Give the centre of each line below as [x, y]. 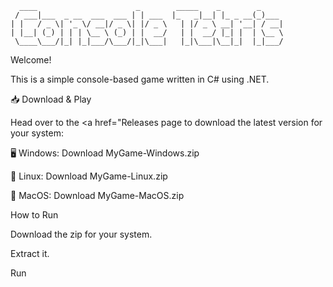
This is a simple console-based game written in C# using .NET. [140, 79]
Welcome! [31, 60]
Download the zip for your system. [81, 234]
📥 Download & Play [51, 99]
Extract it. [30, 253]
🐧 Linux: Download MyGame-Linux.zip [89, 176]
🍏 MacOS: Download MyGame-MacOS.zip [97, 195]
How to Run [34, 215]
